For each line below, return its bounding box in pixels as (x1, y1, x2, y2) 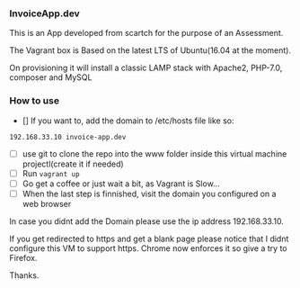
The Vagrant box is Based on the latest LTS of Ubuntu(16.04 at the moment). (9, 45, 292, 56)
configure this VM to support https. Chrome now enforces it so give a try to (9, 242, 287, 254)
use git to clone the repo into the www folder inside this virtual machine (22, 148, 287, 159)
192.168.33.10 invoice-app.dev (9, 132, 127, 141)
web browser (22, 198, 72, 209)
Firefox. (9, 252, 38, 263)
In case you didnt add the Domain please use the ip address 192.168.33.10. (9, 215, 285, 227)
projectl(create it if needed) (22, 158, 124, 169)
